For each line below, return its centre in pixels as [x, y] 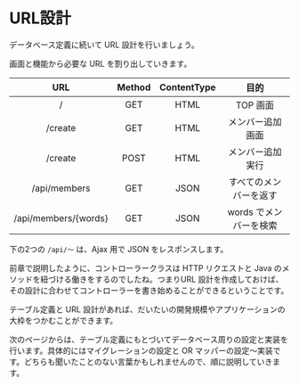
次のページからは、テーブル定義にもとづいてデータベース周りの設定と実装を [149, 339]
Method [134, 87]
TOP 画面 [255, 105]
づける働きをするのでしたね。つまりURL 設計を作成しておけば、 [166, 279]
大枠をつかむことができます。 [64, 320]
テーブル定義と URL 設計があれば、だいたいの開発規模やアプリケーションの [148, 309]
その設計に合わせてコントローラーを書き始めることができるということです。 [149, 290]
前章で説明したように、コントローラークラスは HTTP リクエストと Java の [145, 267]
